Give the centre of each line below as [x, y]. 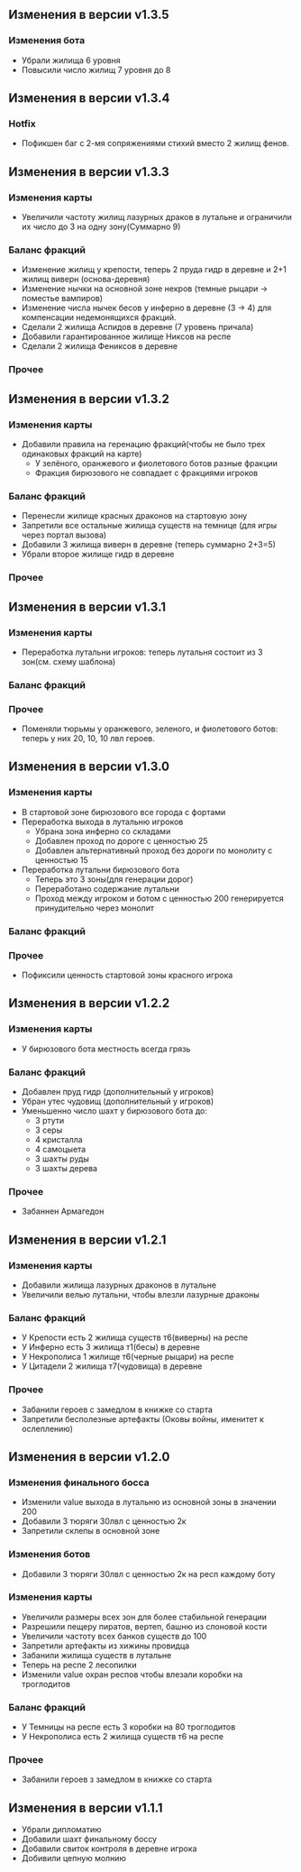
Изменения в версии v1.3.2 [89, 399]
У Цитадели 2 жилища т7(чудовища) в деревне [112, 1366]
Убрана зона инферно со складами [103, 831]
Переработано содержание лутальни [107, 888]
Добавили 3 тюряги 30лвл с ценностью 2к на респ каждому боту [148, 1574]
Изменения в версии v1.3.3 [89, 172]
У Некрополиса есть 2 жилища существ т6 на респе [123, 1737]
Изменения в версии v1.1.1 [86, 1808]
